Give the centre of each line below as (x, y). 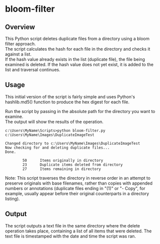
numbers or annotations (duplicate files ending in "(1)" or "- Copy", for (75, 188)
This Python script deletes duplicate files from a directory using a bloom (77, 38)
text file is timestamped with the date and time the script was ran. (71, 236)
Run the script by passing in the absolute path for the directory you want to (80, 111)
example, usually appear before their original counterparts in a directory (77, 193)
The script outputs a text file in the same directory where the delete (72, 225)
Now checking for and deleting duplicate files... (57, 148)
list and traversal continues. (33, 70)
